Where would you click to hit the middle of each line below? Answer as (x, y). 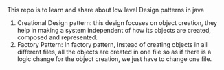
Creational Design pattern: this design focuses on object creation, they (117, 23)
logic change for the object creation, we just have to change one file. (114, 59)
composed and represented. (57, 37)
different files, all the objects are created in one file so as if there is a (114, 52)
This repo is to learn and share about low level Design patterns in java (106, 10)
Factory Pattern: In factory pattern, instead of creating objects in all (112, 45)
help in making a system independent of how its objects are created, (114, 30)
